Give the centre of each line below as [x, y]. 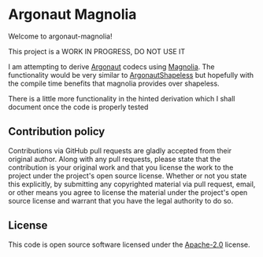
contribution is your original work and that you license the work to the [121, 167]
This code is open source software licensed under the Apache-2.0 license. [129, 244]
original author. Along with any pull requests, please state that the [115, 159]
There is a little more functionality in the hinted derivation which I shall [122, 98]
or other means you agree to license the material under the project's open [128, 192]
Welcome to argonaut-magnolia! [60, 36]
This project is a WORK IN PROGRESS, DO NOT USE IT [97, 51]
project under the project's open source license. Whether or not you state [128, 175]
